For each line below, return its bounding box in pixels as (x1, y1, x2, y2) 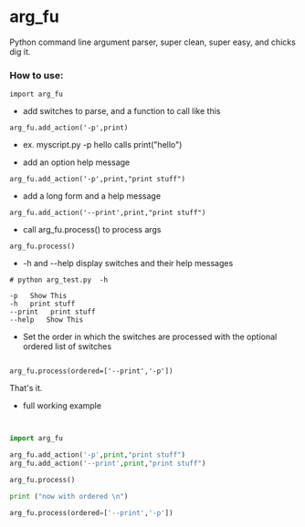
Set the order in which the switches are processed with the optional (22, 331, 278, 343)
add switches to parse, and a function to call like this (22, 106, 221, 117)
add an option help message (22, 157, 131, 168)
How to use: (9, 68, 64, 81)
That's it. (9, 383, 43, 394)
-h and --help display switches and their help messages (22, 258, 234, 269)
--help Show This (9, 315, 84, 325)
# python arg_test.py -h (9, 275, 108, 284)
